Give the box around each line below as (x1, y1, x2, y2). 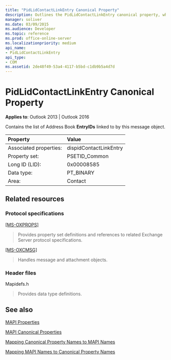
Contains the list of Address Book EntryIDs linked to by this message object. (5, 124, 165, 130)
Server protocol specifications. (17, 237, 83, 243)
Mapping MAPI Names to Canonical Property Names (5, 348, 116, 354)
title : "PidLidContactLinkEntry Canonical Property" (5, 7, 120, 13)
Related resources (5, 195, 65, 204)
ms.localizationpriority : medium (5, 41, 76, 46)
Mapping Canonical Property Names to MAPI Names (5, 339, 116, 345)
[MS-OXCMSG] (5, 246, 37, 253)
